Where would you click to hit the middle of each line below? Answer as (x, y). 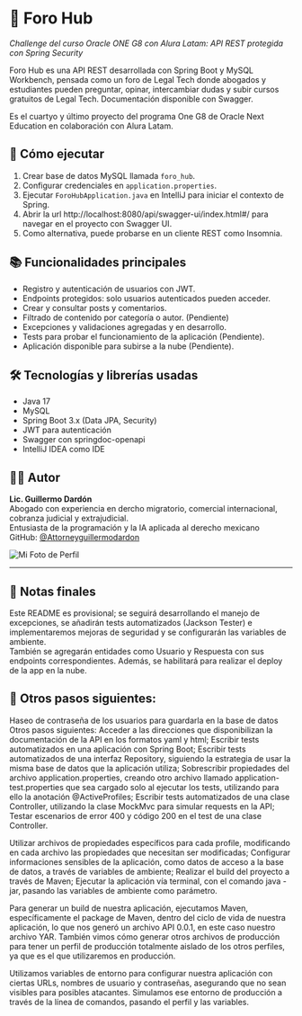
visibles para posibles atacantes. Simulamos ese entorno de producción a (146, 992)
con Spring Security (46, 52)
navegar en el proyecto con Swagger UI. (97, 223)
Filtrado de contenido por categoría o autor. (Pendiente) (125, 317)
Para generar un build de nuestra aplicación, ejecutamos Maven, (129, 908)
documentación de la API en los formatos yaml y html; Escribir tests (134, 739)
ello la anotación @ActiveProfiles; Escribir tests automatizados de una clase (150, 797)
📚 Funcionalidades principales (98, 263)
